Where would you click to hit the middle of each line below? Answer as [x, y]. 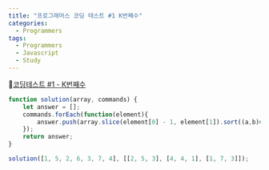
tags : [17, 38]
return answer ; [48, 137]
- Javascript [37, 53]
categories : [28, 23]
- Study [28, 61]
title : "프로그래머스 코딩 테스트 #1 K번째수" [75, 16]
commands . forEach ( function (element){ [86, 114]
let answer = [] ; [52, 107]
